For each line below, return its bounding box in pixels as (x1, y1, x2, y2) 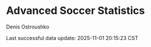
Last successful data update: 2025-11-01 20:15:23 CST (6, 34, 139, 41)
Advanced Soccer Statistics (6, 4, 145, 17)
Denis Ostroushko (6, 23, 50, 30)
